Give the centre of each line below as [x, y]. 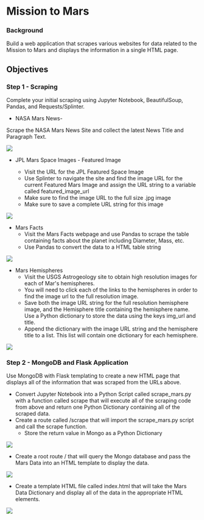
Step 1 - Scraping [32, 87]
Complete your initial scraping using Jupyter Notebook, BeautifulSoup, [95, 100]
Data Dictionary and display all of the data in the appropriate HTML [99, 493]
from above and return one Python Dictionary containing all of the [97, 407]
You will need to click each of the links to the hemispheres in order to [111, 290]
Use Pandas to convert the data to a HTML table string [93, 247]
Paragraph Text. [26, 137]
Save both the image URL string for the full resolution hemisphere [106, 303]
